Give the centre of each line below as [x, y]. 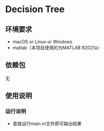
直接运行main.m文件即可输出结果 [47, 123]
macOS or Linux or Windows [42, 42]
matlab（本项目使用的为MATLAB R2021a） [57, 48]
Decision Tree [35, 9]
